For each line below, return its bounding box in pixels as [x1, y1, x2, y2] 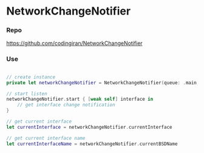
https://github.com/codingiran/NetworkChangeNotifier [6, 39, 143, 47]
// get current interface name [6, 135, 86, 141]
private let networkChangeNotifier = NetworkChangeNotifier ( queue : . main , [6, 80, 200, 86]
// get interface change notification [17, 102, 115, 108]
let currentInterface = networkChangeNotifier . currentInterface [6, 124, 172, 130]
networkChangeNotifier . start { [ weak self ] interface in [6, 96, 154, 103]
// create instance [6, 74, 56, 80]
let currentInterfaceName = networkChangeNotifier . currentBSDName [6, 141, 178, 147]
